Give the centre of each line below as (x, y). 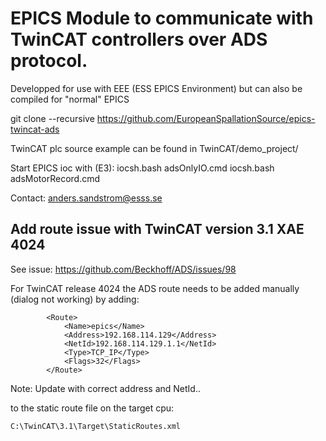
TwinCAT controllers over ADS (139, 39)
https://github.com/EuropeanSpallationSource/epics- (206, 118)
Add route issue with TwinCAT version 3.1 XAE (157, 229)
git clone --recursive (52, 118)
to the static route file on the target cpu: (92, 408)
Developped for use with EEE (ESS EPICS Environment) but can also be (156, 88)
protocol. (49, 61)
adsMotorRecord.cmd (55, 178)
